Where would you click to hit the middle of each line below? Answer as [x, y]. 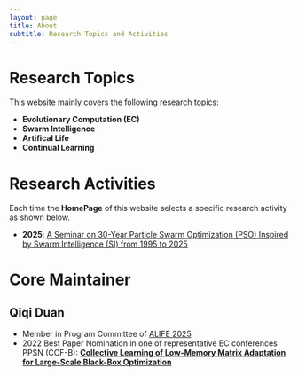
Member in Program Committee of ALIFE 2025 [107, 334]
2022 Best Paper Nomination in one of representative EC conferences [149, 343]
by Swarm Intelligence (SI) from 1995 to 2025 [105, 244]
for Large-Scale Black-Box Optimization [97, 362]
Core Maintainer [70, 280]
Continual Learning [58, 148]
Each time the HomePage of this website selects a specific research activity [148, 208]
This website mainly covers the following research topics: [114, 102]
